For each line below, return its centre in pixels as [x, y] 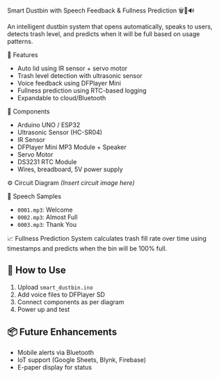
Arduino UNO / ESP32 [49, 125]
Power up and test [43, 309]
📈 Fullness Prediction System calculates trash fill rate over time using [107, 238]
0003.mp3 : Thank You [47, 225]
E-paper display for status [55, 367]
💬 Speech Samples [34, 196]
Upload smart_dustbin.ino [55, 287]
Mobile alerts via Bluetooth [56, 352]
